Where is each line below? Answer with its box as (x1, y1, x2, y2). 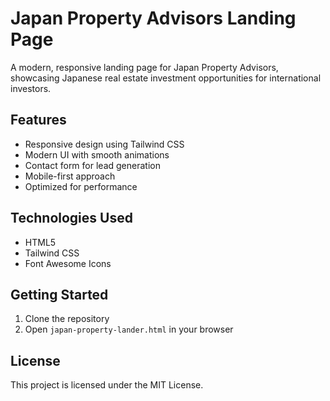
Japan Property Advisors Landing (10, 7, 297, 30)
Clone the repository (24, 313, 110, 325)
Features (10, 112, 67, 129)
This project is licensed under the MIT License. (10, 379, 204, 391)
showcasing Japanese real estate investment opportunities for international (10, 72, 322, 84)
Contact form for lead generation (24, 159, 161, 171)
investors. (10, 82, 52, 94)
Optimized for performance (24, 180, 138, 192)
